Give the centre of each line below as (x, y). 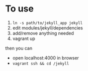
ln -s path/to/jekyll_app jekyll (48, 23)
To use (20, 9)
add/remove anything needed (43, 33)
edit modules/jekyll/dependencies (48, 27)
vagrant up (24, 38)
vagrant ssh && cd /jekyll (41, 63)
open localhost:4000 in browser (46, 57)
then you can (19, 48)
